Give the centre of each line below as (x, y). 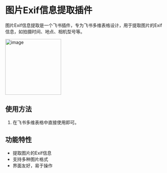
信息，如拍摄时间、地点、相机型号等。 (45, 31)
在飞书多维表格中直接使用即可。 (46, 122)
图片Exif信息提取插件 (49, 10)
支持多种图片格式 (30, 159)
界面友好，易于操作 (33, 165)
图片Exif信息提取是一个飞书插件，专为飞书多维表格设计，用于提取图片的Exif (84, 25)
